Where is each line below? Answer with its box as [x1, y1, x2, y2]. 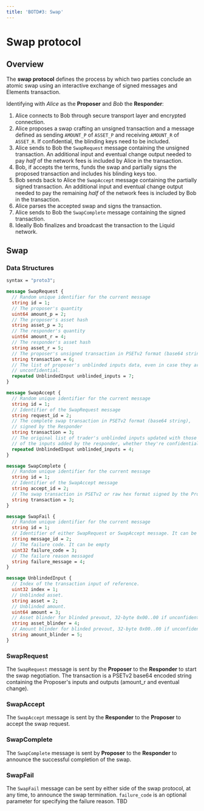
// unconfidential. [12, 368, 61, 374]
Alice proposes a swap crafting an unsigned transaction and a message [15, 125, 194, 132]
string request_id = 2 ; [12, 412, 72, 419]
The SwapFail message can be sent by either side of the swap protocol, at [6, 785, 191, 792]
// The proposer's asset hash [12, 317, 88, 323]
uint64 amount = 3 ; [12, 609, 61, 615]
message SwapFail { [6, 513, 56, 519]
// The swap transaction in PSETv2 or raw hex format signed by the [12, 491, 189, 497]
